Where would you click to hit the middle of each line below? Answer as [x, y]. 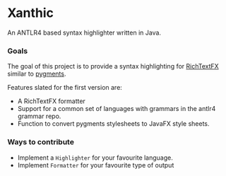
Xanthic [31, 13]
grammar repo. [39, 116]
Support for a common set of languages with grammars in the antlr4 [117, 109]
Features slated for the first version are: [65, 88]
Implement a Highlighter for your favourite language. [95, 158]
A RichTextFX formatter [52, 101]
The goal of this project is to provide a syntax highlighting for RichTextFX [113, 66]
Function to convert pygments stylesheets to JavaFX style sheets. [113, 124]
